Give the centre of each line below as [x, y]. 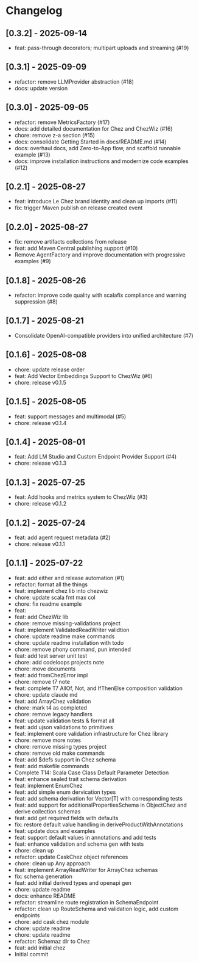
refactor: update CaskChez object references [71, 857]
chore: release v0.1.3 [40, 463]
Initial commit [31, 954]
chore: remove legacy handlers [53, 714]
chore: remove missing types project [61, 746]
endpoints [27, 915]
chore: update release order [50, 369]
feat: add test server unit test [51, 656]
